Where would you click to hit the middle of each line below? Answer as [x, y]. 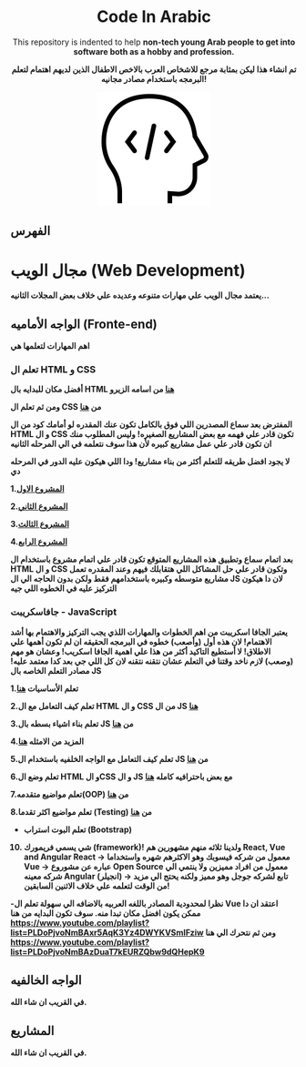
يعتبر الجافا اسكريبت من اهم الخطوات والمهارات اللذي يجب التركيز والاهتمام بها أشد [149, 632]
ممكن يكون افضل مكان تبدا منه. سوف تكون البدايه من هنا [106, 913]
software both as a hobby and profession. [154, 51]
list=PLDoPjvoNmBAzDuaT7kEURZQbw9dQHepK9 [107, 951]
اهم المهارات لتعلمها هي [50, 346]
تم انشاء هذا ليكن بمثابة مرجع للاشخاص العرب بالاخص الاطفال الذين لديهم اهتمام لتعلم [154, 69]
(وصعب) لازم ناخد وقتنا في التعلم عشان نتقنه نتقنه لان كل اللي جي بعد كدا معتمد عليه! [152, 661]
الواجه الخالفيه [46, 981]
